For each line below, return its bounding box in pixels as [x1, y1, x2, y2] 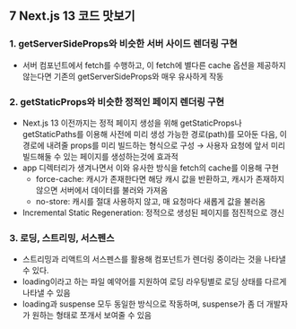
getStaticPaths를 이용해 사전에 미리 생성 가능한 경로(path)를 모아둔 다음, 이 [22, 128, 287, 139]
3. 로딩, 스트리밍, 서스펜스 [9, 231, 115, 244]
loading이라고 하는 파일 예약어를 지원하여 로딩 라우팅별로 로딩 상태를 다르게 [22, 276, 287, 287]
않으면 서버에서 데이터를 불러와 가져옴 [35, 185, 169, 195]
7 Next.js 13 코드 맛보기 [9, 8, 136, 24]
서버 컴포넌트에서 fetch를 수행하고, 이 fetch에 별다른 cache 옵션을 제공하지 [22, 59, 287, 70]
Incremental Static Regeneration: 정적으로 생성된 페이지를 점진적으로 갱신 [22, 207, 285, 218]
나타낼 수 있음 [22, 288, 71, 299]
